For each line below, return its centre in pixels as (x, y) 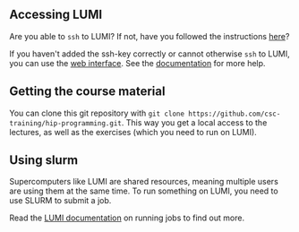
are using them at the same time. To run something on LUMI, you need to (144, 191)
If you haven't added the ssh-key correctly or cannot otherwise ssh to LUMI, (150, 54)
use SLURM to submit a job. (60, 201)
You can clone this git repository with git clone (97, 113)
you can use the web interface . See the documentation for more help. (137, 63)
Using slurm (44, 160)
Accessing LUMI (56, 15)
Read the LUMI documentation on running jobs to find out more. (127, 218)
